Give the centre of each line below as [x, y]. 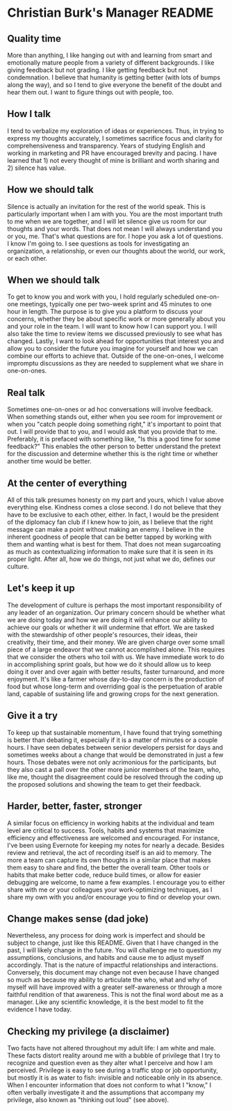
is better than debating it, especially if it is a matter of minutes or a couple [113, 740]
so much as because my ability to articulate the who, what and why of [107, 980]
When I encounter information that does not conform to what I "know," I [109, 1085]
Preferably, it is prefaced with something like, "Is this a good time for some [114, 439]
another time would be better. [49, 462]
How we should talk [50, 190]
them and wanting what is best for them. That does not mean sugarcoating [114, 544]
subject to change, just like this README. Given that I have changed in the [113, 943]
